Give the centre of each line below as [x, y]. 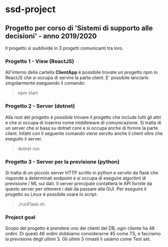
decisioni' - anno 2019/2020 [51, 36]
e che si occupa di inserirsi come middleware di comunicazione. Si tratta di [83, 122]
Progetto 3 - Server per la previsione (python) [62, 162]
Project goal [20, 217]
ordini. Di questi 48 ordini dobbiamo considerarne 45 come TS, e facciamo [83, 234]
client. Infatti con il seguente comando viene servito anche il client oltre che [84, 133]
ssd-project [30, 9]
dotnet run [29, 149]
